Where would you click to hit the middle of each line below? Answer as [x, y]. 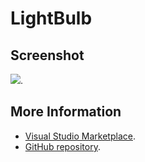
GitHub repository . [62, 146]
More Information [66, 112]
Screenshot [47, 55]
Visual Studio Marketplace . [80, 136]
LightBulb [51, 18]
